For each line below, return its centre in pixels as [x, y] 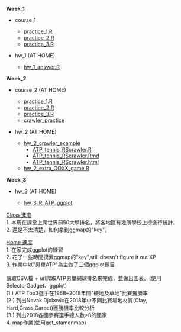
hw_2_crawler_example [52, 143]
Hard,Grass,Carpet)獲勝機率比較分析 [51, 308]
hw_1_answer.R [42, 67]
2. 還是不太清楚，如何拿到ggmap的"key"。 [58, 230]
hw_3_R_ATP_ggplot [48, 203]
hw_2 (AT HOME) [36, 132]
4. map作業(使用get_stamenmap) [46, 323]
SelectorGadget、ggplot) [37, 286]
